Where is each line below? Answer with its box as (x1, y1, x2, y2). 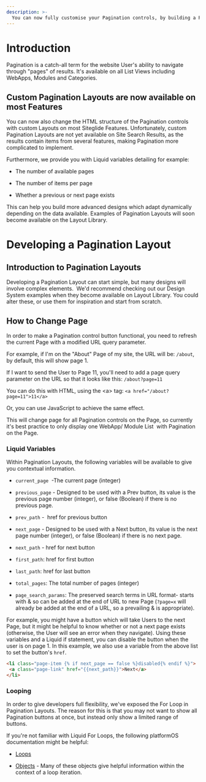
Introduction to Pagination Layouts (6, 262, 142, 273)
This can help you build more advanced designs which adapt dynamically (6, 203, 192, 211)
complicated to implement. (6, 144, 74, 151)
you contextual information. (6, 465, 76, 473)
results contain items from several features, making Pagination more (6, 137, 179, 145)
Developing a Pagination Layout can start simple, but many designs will (6, 278, 186, 286)
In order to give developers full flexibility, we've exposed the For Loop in (6, 700, 189, 708)
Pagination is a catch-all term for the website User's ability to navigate (6, 61, 184, 69)
